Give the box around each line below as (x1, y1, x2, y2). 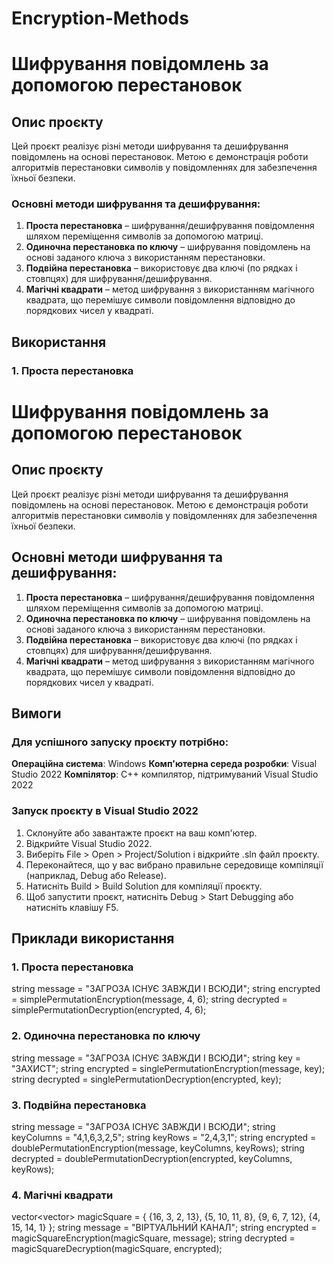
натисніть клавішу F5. (25, 901, 119, 913)
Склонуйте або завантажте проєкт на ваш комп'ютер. (25, 827, 258, 839)
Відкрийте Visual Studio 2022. (25, 837, 153, 849)
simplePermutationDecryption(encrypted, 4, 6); (11, 1004, 207, 1016)
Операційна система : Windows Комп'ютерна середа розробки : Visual (11, 758, 318, 770)
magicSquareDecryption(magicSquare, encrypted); (11, 1243, 223, 1255)
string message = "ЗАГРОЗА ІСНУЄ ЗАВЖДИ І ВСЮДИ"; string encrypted (11, 983, 321, 995)
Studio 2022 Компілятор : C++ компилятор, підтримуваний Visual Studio (11, 768, 319, 781)
